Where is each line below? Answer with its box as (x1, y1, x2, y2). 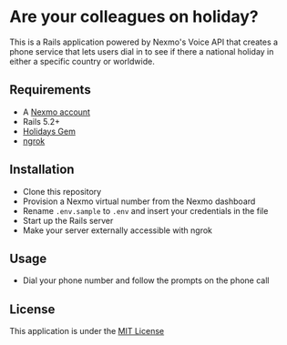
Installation (9, 162, 75, 178)
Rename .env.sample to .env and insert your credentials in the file (22, 205, 269, 216)
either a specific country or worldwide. (9, 56, 155, 66)
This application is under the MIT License (9, 326, 165, 337)
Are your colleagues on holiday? (9, 6, 260, 27)
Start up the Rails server (22, 215, 114, 226)
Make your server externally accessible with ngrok (22, 225, 212, 236)
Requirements (9, 82, 91, 97)
